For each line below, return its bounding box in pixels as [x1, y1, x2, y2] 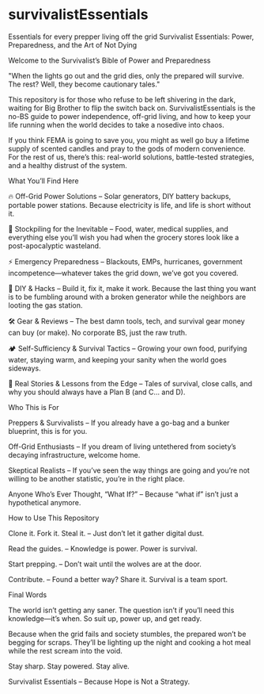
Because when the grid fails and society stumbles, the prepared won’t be [8, 629, 247, 638]
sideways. [8, 363, 41, 373]
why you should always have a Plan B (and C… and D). [8, 387, 186, 397]
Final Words [8, 589, 47, 600]
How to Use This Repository [8, 513, 100, 523]
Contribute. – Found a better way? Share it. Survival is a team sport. [8, 574, 228, 584]
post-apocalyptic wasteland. [8, 240, 101, 251]
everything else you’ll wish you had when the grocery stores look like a [8, 232, 239, 242]
